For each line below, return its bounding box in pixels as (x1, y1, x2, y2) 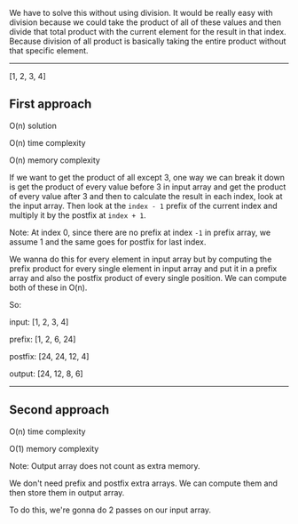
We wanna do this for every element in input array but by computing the (9, 254, 272, 264)
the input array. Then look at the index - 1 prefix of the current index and (9, 200, 278, 211)
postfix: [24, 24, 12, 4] (9, 351, 90, 361)
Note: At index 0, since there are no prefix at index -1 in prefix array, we (9, 227, 271, 238)
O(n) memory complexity (9, 155, 100, 165)
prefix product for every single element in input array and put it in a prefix (9, 262, 278, 274)
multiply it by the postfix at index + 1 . (9, 209, 146, 221)
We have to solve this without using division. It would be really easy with (9, 8, 273, 18)
